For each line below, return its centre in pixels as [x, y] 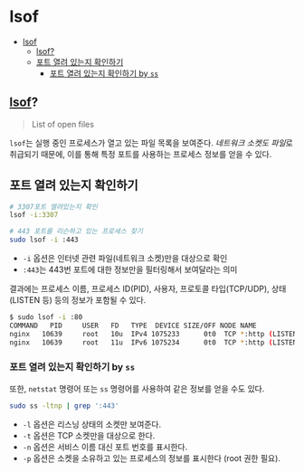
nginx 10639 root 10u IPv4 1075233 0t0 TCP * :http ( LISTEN [153, 334]
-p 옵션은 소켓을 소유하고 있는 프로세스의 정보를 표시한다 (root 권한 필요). [151, 458]
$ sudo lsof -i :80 [46, 317]
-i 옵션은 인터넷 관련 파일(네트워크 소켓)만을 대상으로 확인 [125, 259]
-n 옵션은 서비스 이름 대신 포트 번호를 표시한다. [105, 447]
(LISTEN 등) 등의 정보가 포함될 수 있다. [78, 300]
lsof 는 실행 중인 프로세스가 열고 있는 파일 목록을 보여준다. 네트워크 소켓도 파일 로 [152, 143]
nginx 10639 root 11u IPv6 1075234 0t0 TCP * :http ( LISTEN [153, 342]
